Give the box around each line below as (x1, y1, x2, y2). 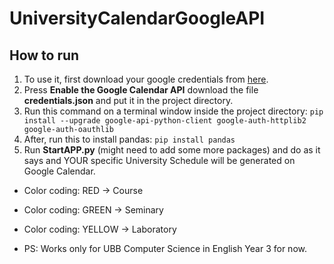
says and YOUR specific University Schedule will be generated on (23, 155, 296, 166)
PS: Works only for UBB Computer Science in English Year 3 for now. (23, 243, 307, 254)
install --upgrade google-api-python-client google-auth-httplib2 (23, 116, 307, 126)
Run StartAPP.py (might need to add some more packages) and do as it (23, 144, 321, 156)
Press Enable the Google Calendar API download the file (23, 84, 259, 96)
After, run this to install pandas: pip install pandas (23, 133, 236, 145)
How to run (9, 47, 80, 64)
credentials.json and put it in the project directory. (23, 95, 234, 106)
